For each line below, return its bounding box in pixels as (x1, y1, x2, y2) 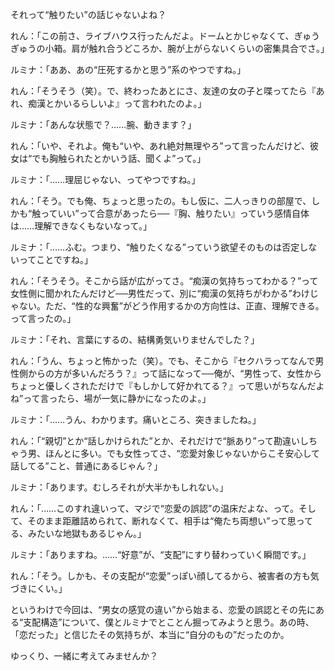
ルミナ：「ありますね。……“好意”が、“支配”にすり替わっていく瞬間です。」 (10, 549, 312, 560)
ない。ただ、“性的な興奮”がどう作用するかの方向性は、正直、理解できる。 (18, 300, 325, 312)
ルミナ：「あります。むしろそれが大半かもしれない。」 (10, 481, 229, 493)
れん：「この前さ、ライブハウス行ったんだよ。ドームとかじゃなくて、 (10, 30, 295, 42)
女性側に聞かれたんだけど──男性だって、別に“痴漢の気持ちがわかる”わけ (10, 288, 310, 299)
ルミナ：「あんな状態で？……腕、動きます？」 (10, 119, 197, 130)
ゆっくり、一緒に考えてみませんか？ (10, 650, 159, 662)
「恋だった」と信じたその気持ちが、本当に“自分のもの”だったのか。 (10, 629, 290, 640)
